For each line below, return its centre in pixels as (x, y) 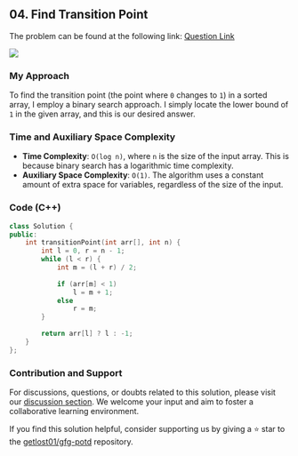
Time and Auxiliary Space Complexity (93, 137)
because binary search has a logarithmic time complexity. (128, 166)
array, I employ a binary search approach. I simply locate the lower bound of (149, 105)
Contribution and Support (66, 372)
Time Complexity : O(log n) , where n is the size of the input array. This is (155, 156)
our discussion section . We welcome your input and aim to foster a (131, 402)
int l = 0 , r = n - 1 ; (83, 251)
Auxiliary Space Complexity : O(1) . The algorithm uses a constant (143, 175)
